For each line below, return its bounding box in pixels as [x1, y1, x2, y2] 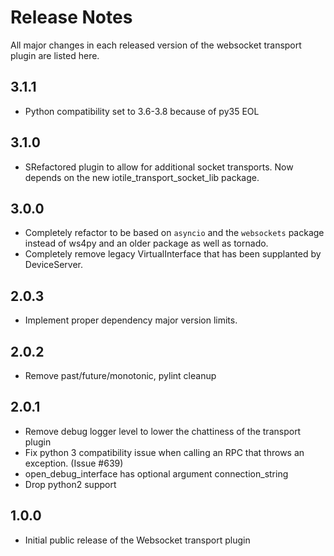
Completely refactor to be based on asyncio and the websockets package [24, 227, 325, 239]
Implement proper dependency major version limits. [24, 314, 238, 326]
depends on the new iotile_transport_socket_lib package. [24, 171, 260, 183]
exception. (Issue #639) [24, 457, 124, 469]
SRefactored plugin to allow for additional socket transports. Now [24, 161, 294, 173]
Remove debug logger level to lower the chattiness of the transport [24, 425, 302, 437]
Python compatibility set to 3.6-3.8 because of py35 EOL [24, 105, 260, 117]
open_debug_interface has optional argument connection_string [24, 467, 289, 480]
